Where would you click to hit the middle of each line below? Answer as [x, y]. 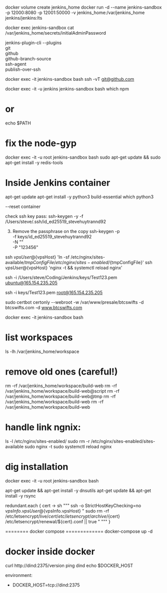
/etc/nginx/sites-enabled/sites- [123, 441]
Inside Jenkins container [58, 183]
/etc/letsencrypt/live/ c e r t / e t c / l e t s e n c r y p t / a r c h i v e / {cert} [63, 516]
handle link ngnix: [43, 427]
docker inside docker [50, 551]
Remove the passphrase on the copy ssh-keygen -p [66, 231]
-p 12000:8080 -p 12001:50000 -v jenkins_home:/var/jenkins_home [75, 13]
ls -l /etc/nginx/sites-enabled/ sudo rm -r [48, 441]
